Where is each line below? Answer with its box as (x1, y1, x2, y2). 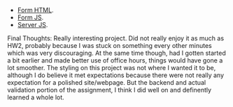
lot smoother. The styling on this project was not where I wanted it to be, (7, 64, 216, 72)
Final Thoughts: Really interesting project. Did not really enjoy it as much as (7, 34, 225, 42)
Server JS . (17, 21, 48, 28)
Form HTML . (17, 6, 54, 14)
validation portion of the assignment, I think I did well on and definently (7, 86, 212, 94)
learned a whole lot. (7, 93, 64, 101)
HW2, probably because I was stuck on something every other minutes (7, 42, 212, 49)
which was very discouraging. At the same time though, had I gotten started (7, 49, 226, 57)
